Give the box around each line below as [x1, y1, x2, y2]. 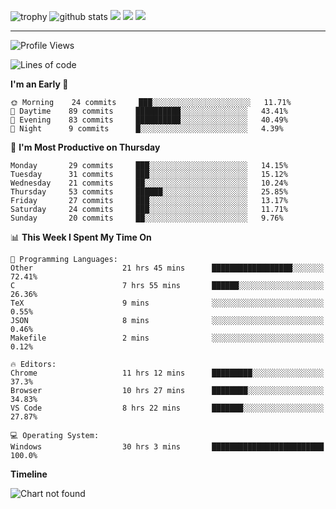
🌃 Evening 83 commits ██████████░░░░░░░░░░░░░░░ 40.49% [10, 115, 288, 125]
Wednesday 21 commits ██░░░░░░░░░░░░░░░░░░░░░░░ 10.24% [10, 178, 288, 188]
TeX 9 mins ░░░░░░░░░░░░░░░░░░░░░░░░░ [10, 298, 325, 308]
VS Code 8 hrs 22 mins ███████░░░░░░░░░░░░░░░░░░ [10, 403, 325, 413]
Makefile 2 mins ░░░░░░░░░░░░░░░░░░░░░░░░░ [10, 333, 325, 343]
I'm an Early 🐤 [10, 78, 69, 90]
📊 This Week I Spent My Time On [10, 231, 152, 243]
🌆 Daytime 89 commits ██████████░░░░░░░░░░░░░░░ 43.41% [10, 106, 288, 116]
